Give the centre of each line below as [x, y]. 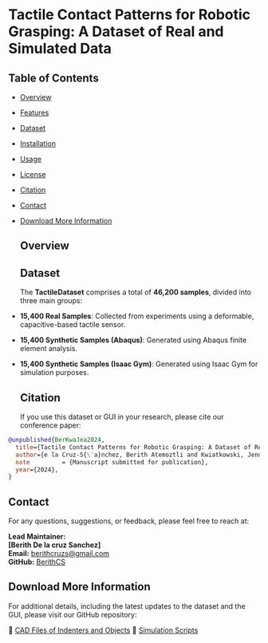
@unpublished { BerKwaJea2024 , [57, 440]
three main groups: [51, 301]
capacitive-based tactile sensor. [73, 325]
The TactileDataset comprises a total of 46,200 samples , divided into [135, 292]
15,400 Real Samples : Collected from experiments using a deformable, [137, 316]
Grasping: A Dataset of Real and [116, 32]
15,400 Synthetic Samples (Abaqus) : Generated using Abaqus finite [133, 340]
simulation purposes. [54, 373]
